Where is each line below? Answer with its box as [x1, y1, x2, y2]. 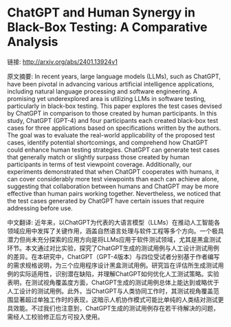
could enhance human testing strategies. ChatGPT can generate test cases [7, 146, 220, 154]
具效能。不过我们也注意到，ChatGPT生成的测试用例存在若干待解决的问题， [7, 304, 220, 312]
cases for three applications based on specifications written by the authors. [7, 124, 221, 132]
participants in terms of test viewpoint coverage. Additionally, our [7, 160, 192, 168]
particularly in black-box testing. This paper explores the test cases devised [7, 102, 222, 110]
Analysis [7, 34, 58, 49]
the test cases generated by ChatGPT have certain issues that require [7, 196, 205, 205]
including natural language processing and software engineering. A [7, 87, 198, 95]
